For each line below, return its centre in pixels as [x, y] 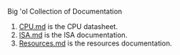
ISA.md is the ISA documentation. [73, 35]
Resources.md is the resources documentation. [95, 43]
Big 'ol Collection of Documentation [65, 11]
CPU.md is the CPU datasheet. [68, 26]
